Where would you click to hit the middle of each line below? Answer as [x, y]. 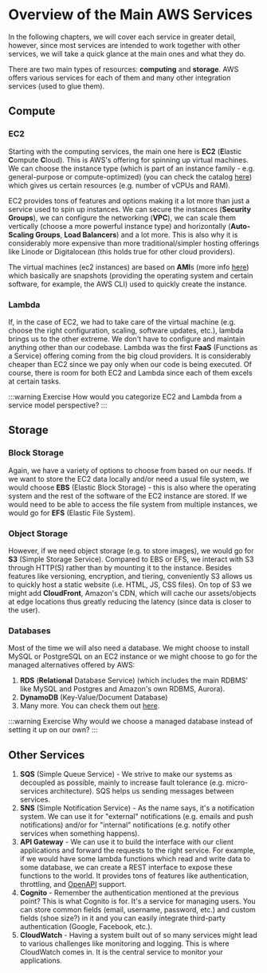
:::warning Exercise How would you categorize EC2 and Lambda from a [125, 396]
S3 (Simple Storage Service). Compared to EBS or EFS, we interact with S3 [131, 559]
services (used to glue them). [57, 86]
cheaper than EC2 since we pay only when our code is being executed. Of [130, 364]
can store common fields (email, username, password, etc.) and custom [138, 910]
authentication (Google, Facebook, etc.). [86, 927]
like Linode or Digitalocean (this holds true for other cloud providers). [122, 251]
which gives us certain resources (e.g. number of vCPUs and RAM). [120, 185]
